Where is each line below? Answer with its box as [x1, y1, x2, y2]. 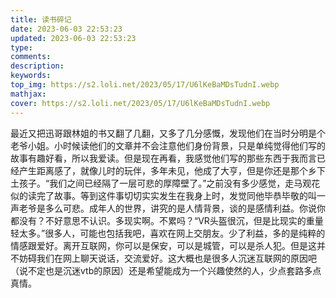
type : [10, 42, 33, 53]
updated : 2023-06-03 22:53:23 [10, 33, 137, 43]
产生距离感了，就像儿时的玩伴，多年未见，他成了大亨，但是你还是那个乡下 [18, 164, 326, 176]
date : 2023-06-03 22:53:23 [10, 24, 123, 34]
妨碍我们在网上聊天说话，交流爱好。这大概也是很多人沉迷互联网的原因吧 [18, 252, 317, 264]
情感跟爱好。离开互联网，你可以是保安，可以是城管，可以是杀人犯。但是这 [10, 239, 317, 251]
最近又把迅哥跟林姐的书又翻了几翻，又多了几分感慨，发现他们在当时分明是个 [10, 127, 326, 139]
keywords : [10, 71, 52, 81]
